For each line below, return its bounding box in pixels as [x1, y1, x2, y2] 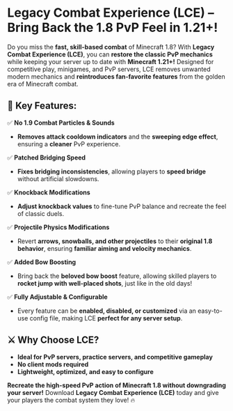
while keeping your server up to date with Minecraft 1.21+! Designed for [7, 57, 214, 65]
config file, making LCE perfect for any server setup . [29, 313, 183, 322]
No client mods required [17, 360, 89, 369]
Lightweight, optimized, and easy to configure [17, 367, 154, 375]
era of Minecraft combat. [7, 79, 79, 88]
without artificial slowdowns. [17, 174, 99, 183]
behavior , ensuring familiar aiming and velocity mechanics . [17, 244, 192, 252]
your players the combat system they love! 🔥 [7, 396, 136, 404]
